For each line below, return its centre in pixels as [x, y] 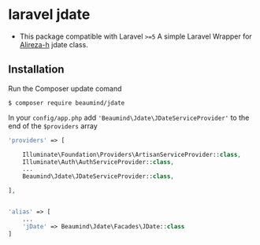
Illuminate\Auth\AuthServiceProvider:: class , [98, 162]
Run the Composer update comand [65, 88]
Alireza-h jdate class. [54, 44]
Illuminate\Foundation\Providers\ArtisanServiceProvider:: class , [132, 154]
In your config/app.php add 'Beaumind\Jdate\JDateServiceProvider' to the [129, 117]
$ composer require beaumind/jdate [67, 103]
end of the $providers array [53, 126]
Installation [36, 70]
